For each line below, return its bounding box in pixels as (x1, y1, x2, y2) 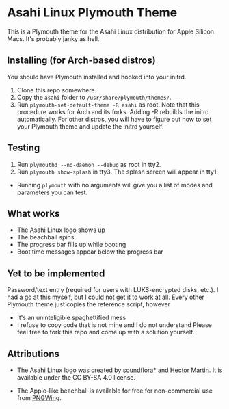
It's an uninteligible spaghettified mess (16, 313, 126, 322)
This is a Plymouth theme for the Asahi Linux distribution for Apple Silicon (7, 27, 214, 36)
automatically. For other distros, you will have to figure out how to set (16, 115, 212, 123)
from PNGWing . (16, 394, 62, 401)
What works (7, 207, 60, 220)
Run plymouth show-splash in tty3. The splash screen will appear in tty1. (16, 168, 219, 176)
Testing (7, 142, 40, 154)
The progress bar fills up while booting (16, 241, 126, 249)
